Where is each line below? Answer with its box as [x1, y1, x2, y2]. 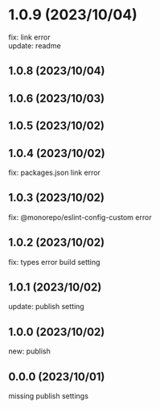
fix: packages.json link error [8, 167, 101, 177]
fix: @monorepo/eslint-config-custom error [8, 212, 152, 222]
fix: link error [8, 32, 51, 42]
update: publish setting [8, 302, 84, 312]
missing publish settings [8, 390, 88, 400]
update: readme [8, 40, 62, 50]
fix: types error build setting [8, 257, 101, 266]
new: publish [8, 346, 51, 356]
